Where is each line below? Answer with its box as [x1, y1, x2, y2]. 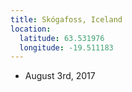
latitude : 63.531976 [19, 33, 105, 43]
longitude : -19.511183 [19, 42, 114, 53]
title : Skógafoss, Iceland [10, 14, 123, 25]
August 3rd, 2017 [24, 70, 96, 82]
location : [10, 24, 52, 34]
